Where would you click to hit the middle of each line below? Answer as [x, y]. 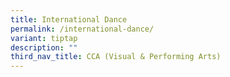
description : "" [44, 47]
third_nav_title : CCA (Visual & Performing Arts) [116, 57]
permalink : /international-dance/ [82, 29]
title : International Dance [69, 19]
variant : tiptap [44, 38]
